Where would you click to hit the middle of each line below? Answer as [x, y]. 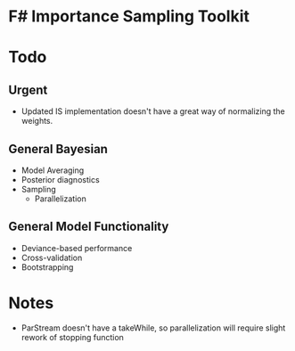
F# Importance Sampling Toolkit [129, 16]
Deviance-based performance [77, 248]
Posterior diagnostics [60, 180]
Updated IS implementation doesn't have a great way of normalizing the [153, 111]
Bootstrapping [47, 267]
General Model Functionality [89, 227]
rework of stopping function [72, 337]
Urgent [28, 90]
